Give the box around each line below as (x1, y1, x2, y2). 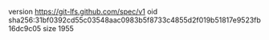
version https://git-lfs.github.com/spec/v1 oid (8, 7, 158, 16)
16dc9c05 (8, 24, 42, 33)
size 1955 (43, 24, 75, 33)
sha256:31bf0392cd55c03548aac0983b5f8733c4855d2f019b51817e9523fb (8, 15, 261, 25)
